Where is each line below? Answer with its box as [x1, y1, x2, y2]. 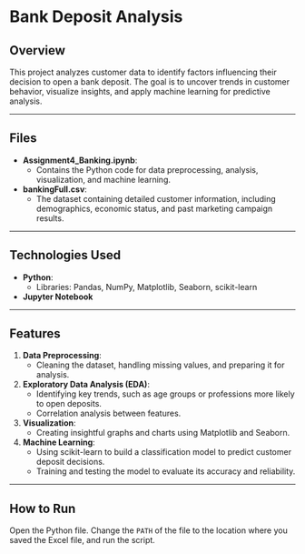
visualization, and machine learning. [35, 174, 171, 185]
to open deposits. [35, 398, 103, 409]
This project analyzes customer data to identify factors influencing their [9, 66, 277, 77]
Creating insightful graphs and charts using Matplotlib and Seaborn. [35, 428, 290, 438]
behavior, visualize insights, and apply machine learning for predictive [9, 86, 271, 96]
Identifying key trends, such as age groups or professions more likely [35, 388, 295, 399]
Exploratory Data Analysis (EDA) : [22, 379, 150, 390]
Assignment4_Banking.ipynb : [22, 155, 138, 166]
